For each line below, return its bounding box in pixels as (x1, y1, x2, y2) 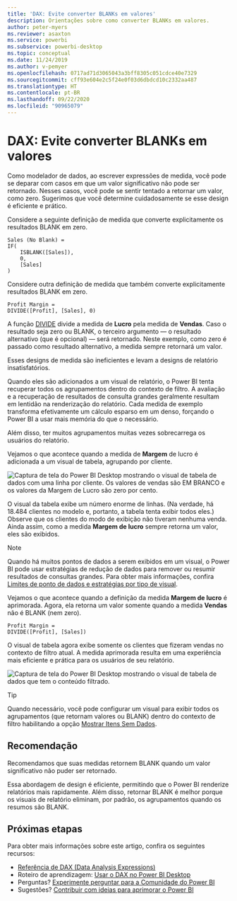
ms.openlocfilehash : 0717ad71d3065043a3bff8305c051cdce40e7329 (7, 69, 197, 76)
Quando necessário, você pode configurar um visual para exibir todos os (7, 704, 219, 713)
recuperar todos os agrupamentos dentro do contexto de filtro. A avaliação (7, 384, 226, 393)
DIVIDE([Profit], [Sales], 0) (7, 307, 97, 314)
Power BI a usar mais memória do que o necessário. (7, 415, 159, 423)
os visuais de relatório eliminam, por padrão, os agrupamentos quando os (7, 795, 221, 803)
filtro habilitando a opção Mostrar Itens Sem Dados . (7, 719, 157, 728)
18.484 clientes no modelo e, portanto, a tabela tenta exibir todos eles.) (7, 507, 214, 515)
